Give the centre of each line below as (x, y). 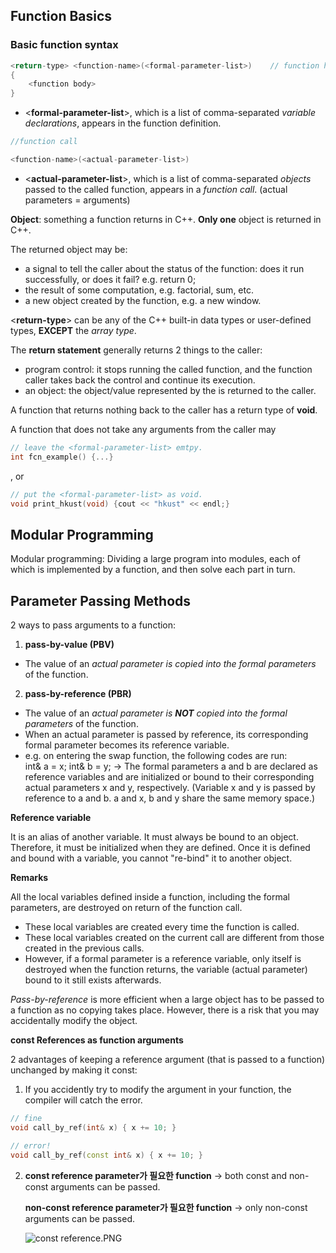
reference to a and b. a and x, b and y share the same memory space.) (170, 798)
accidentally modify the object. (74, 1021)
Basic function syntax (64, 45)
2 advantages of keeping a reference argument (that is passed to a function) (168, 1060)
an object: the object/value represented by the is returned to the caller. (170, 390)
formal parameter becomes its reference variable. (127, 745)
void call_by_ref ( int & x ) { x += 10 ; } (93, 1127)
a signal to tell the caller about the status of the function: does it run (164, 268)
